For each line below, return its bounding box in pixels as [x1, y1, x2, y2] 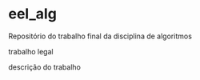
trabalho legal [8, 46, 54, 56]
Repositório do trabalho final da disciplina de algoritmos [8, 31, 192, 41]
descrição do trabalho [8, 62, 82, 72]
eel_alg [8, 5, 58, 23]
